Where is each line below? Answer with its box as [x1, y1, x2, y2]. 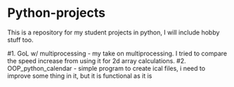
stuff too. [7, 35, 34, 43]
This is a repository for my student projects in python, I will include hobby [7, 28, 220, 36]
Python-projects [7, 5, 105, 21]
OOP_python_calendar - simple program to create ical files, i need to [7, 64, 206, 72]
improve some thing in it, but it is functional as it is [7, 72, 152, 80]
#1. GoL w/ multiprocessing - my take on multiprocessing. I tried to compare [7, 49, 227, 58]
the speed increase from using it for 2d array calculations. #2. [7, 56, 186, 65]
